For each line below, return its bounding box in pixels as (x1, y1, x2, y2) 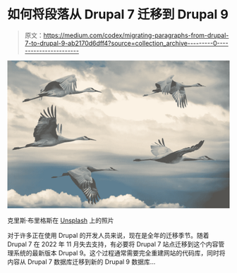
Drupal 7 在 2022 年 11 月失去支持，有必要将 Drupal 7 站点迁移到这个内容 (7, 240, 219, 248)
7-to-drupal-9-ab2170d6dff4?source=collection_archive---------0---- (24, 39, 229, 47)
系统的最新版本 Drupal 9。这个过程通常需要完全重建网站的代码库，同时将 (13, 248, 226, 257)
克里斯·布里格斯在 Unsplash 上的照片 (7, 216, 114, 224)
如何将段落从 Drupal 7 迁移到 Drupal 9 (7, 6, 229, 23)
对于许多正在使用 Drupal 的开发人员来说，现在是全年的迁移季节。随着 (7, 231, 209, 239)
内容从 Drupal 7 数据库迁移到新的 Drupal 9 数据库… (7, 258, 156, 266)
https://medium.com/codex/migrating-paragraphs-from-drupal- (43, 31, 229, 39)
